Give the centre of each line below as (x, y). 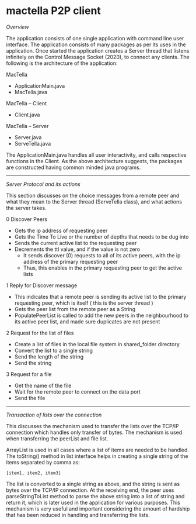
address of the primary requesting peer (71, 261)
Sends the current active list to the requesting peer (76, 243)
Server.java (28, 137)
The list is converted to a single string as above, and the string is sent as (93, 484)
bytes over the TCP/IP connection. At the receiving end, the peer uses (90, 490)
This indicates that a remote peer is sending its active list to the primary (100, 297)
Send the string (33, 363)
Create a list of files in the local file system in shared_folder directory (97, 344)
